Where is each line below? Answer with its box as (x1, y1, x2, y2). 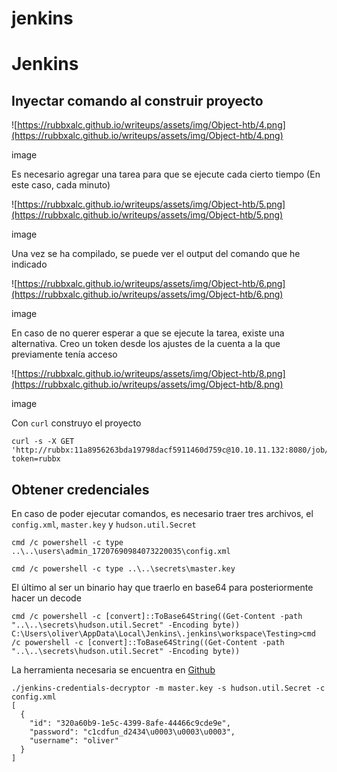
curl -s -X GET (11, 437, 75, 447)
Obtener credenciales (11, 481, 150, 498)
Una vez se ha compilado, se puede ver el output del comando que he (11, 248, 301, 260)
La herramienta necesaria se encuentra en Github (11, 664, 216, 676)
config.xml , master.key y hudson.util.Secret (11, 518, 197, 530)
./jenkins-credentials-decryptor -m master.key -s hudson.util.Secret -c (11, 683, 326, 693)
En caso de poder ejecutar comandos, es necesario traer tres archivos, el (11, 508, 314, 519)
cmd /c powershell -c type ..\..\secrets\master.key (11, 564, 236, 574)
